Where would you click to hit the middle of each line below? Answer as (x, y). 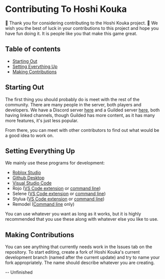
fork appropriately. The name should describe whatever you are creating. (80, 263)
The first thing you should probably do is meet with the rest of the (73, 99)
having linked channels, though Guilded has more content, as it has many (80, 115)
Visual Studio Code (32, 183)
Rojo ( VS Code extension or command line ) (56, 188)
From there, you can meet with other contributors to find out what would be (82, 130)
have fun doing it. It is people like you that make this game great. (71, 33)
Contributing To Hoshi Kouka (66, 9)
